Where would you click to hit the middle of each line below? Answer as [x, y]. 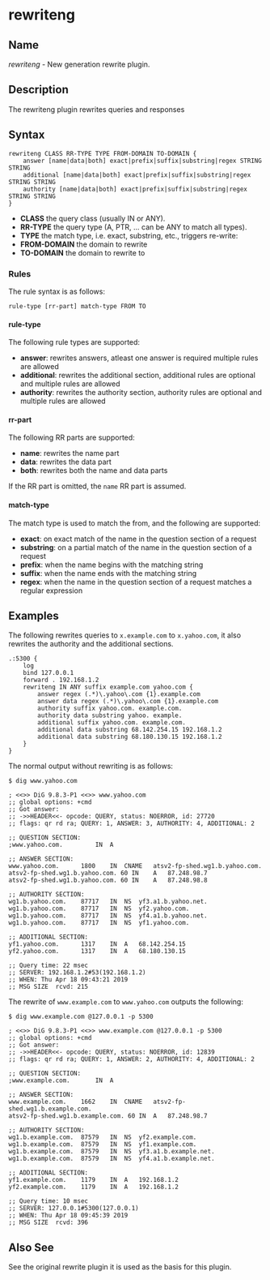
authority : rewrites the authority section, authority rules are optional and [141, 393]
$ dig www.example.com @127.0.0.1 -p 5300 [81, 1017]
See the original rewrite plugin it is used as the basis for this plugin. [120, 1267]
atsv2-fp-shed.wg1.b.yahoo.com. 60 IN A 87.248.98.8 [108, 881]
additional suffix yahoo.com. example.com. [112, 723]
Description [38, 90]
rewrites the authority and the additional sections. [91, 644]
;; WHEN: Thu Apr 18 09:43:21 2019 [68, 980]
